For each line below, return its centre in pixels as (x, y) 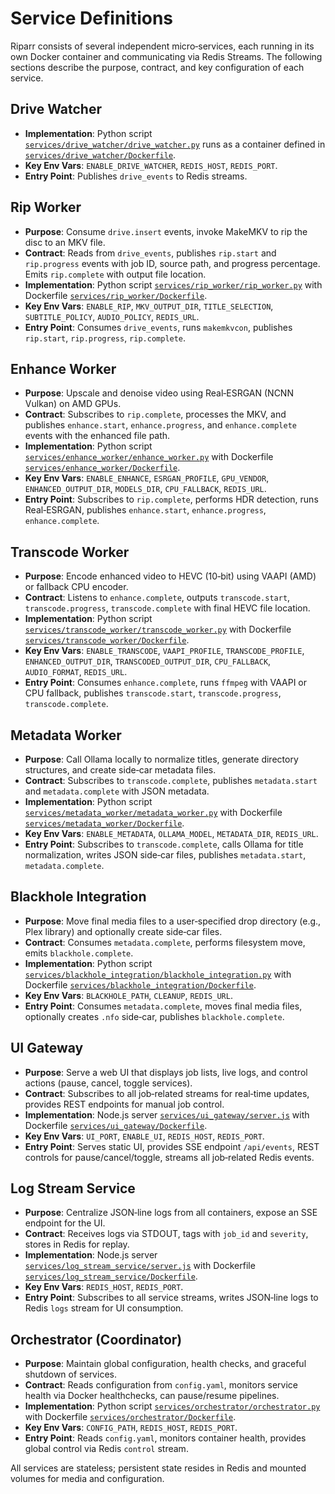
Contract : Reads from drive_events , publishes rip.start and (150, 253)
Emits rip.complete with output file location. (115, 274)
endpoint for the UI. (65, 1223)
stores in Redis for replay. (77, 1244)
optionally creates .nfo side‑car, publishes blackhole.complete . (154, 1016)
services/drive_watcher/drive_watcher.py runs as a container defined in (175, 144)
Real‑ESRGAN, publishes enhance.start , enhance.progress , (145, 510)
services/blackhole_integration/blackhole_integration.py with (158, 974)
